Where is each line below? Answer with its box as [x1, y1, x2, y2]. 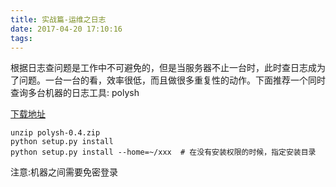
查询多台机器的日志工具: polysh [10, 87, 140, 99]
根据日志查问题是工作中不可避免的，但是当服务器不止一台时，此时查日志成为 [10, 62, 326, 74]
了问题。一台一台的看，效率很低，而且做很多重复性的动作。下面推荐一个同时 [10, 74, 326, 86]
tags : [10, 33, 33, 43]
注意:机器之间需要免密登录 [10, 166, 119, 178]
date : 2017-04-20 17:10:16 [10, 24, 123, 34]
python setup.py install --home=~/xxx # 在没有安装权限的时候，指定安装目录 [10, 147, 317, 158]
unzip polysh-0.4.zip [10, 128, 101, 138]
